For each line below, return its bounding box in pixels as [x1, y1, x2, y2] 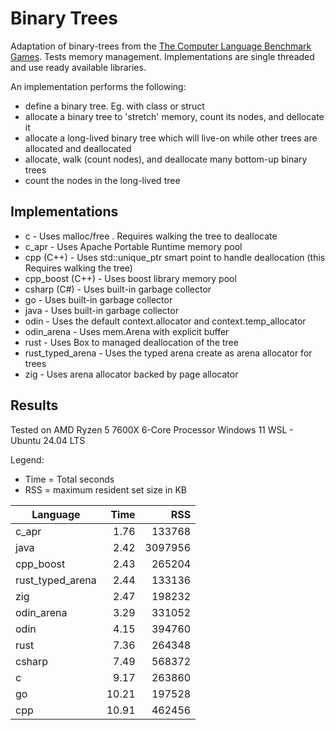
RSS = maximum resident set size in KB [24, 483, 187, 496]
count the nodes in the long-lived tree [24, 174, 181, 186]
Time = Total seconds [24, 473, 115, 485]
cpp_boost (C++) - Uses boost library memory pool [24, 272, 237, 284]
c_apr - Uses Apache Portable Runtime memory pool [24, 240, 243, 252]
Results [10, 397, 59, 414]
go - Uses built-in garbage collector [24, 293, 173, 306]
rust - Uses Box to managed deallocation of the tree [24, 336, 239, 348]
